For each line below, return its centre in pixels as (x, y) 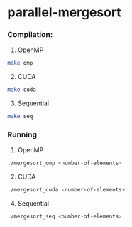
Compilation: (30, 35)
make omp (20, 63)
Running (22, 134)
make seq (20, 117)
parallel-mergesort (65, 12)
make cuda (22, 90)
